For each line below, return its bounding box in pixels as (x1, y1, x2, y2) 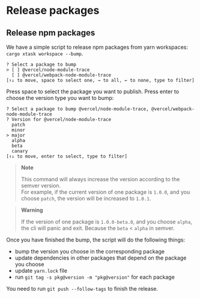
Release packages (6, 4, 100, 17)
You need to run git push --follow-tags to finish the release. (6, 285, 159, 292)
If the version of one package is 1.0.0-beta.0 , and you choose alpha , (20, 218, 192, 225)
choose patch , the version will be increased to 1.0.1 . (20, 195, 151, 202)
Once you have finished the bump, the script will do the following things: (6, 236, 186, 243)
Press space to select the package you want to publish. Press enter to (6, 88, 179, 95)
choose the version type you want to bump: (6, 95, 114, 101)
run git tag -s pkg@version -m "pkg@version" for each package (14, 273, 175, 281)
